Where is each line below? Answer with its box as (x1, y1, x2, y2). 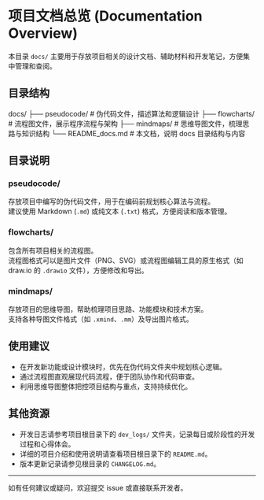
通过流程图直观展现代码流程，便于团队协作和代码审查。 (19, 372, 199, 381)
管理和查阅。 (14, 61, 57, 71)
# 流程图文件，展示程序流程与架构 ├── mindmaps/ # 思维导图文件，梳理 (8, 119, 243, 128)
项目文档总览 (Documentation (8, 7, 203, 25)
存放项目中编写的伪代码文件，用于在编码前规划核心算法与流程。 (8, 197, 214, 206)
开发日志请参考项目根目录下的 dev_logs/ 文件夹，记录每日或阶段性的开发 (19, 429, 255, 439)
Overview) (8, 24, 79, 43)
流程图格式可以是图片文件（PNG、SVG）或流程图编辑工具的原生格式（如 (8, 255, 244, 265)
